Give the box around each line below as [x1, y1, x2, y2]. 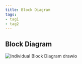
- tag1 [5, 16, 19, 21]
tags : [5, 12, 17, 17]
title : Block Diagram [5, 7, 51, 12]
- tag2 [5, 21, 19, 26]
